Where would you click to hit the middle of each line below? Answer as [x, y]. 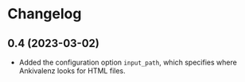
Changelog [45, 14]
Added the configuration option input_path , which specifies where [128, 62]
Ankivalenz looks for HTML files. [72, 71]
